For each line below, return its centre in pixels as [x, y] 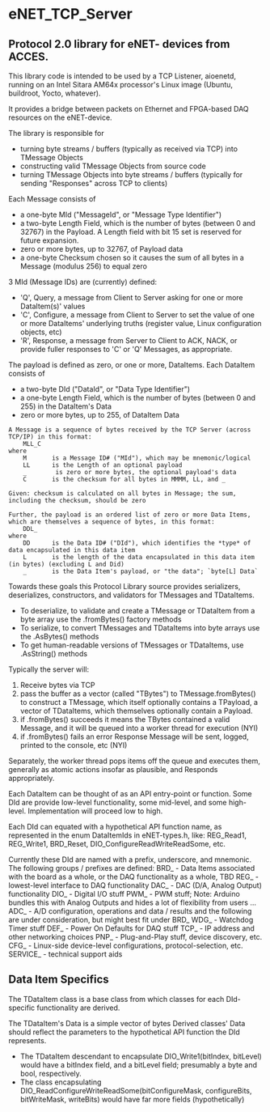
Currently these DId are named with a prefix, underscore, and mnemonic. [130, 859]
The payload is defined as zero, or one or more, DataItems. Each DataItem [132, 365]
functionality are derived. [78, 1008]
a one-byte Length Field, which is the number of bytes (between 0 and [138, 398]
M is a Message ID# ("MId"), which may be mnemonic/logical [137, 458]
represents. [27, 1040]
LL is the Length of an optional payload [103, 465]
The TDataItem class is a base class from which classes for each [116, 999]
